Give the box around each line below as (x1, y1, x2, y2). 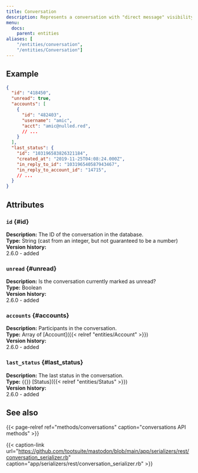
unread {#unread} (6, 264, 57, 272)
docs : (11, 25, 25, 31)
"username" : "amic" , (21, 118, 72, 123)
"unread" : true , (11, 96, 51, 102)
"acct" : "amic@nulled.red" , (21, 123, 91, 129)
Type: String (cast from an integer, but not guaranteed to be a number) (6, 237, 179, 244)
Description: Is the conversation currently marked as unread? (6, 278, 156, 285)
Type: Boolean (6, 284, 42, 291)
